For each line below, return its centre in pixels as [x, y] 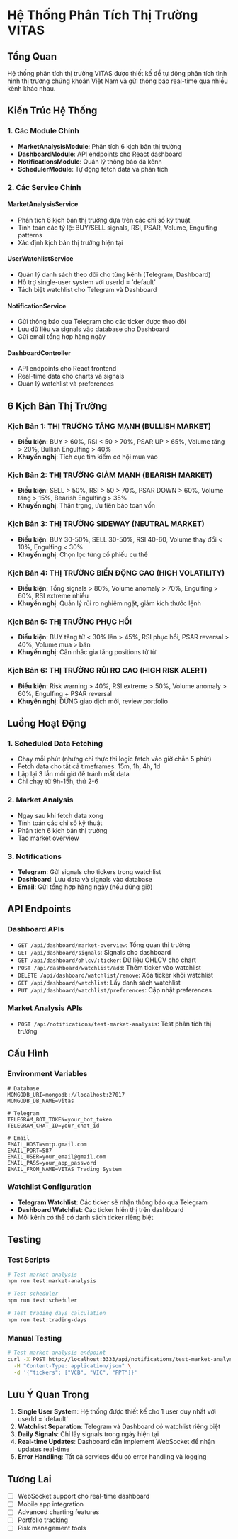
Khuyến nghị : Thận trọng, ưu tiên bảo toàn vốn [86, 505]
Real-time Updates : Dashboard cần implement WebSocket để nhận [116, 1442]
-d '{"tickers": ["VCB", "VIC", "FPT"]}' [76, 1372]
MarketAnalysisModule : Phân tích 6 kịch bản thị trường [100, 146]
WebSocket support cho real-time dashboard [84, 1496]
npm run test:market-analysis [52, 1281]
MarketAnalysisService [43, 204]
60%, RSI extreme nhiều [53, 596]
